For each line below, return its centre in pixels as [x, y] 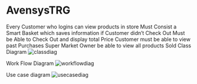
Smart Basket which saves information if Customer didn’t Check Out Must [96, 33]
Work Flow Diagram [30, 63]
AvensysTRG [38, 10]
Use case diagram [28, 75]
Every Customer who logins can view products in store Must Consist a [91, 27]
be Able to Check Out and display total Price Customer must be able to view [98, 39]
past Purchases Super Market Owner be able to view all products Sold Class [99, 46]
